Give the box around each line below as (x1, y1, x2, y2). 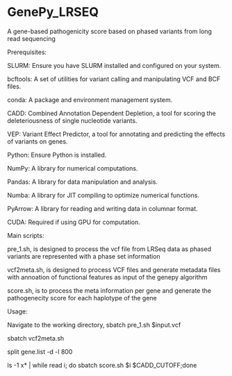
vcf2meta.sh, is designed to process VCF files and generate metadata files (7, 265, 221, 274)
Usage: (7, 307, 28, 316)
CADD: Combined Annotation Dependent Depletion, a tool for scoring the (7, 109, 217, 117)
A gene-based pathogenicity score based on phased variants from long (7, 27, 212, 35)
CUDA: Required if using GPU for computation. (7, 218, 140, 226)
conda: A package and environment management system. (7, 95, 173, 104)
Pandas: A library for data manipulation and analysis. (7, 178, 158, 186)
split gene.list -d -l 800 (7, 348, 73, 356)
